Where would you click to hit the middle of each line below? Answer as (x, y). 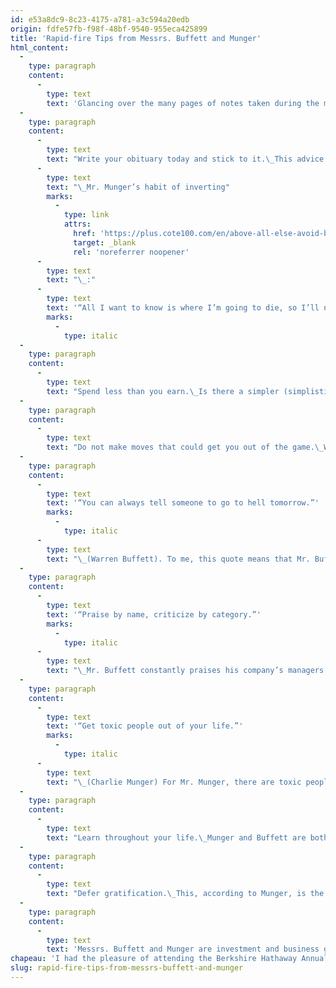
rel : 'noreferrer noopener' (131, 252)
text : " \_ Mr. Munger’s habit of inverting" (138, 187)
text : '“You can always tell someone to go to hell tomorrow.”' (183, 503)
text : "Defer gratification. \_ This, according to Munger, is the (185, 894)
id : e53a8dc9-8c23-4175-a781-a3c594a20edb (100, 19)
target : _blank (105, 242)
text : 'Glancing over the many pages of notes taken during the (183, 103)
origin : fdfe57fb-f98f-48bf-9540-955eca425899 (109, 29)
